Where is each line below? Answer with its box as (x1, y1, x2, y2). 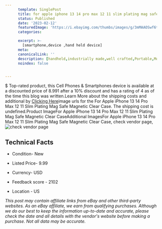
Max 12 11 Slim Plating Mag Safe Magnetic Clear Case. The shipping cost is (5, 104, 154, 109)
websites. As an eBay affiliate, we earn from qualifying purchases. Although (5, 203, 157, 209)
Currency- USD (12, 169, 43, 175)
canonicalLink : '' (17, 52, 55, 57)
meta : (17, 47, 29, 52)
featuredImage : (17, 25, 49, 30)
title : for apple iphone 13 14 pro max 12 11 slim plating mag (17, 12, 148, 16)
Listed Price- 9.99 (12, 160, 48, 166)
